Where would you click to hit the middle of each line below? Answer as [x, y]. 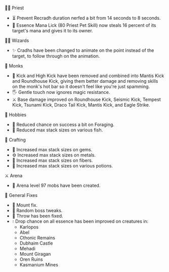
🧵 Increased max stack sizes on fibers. [52, 160]
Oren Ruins [31, 259]
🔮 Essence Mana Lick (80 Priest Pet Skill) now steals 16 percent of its [84, 25]
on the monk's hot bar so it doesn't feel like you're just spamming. [81, 87]
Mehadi [28, 248]
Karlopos [29, 227]
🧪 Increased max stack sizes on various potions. [62, 166]
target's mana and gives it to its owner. [52, 31]
